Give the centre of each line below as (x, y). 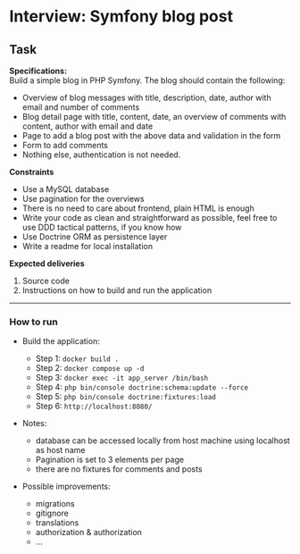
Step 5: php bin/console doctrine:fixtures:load (126, 397)
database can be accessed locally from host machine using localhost (162, 441)
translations (57, 523)
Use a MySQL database (66, 189)
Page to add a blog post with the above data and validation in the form (151, 135)
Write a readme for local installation (87, 246)
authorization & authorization (89, 533)
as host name (60, 450)
